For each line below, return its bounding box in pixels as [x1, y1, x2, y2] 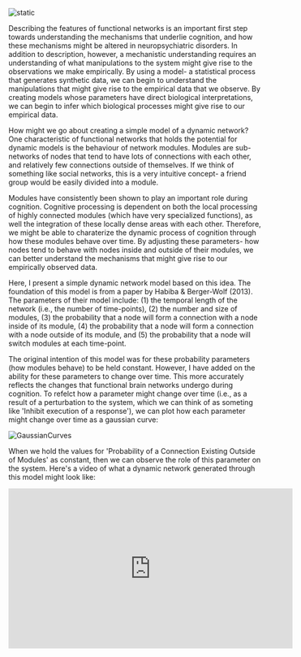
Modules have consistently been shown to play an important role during [8, 194, 248, 202]
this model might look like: [8, 472, 96, 481]
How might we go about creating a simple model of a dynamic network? [8, 126, 249, 135]
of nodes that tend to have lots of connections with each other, [41, 151, 252, 161]
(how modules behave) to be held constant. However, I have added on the [8, 363, 256, 372]
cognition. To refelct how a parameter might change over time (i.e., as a [8, 389, 247, 398]
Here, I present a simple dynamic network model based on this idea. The [8, 278, 252, 288]
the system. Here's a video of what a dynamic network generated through [8, 463, 256, 473]
